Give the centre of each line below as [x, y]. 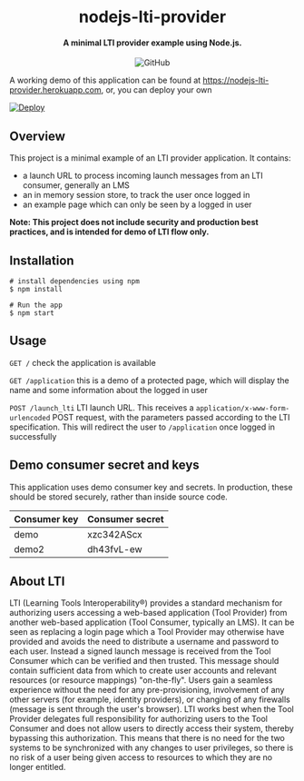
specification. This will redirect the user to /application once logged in [142, 427]
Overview [38, 136]
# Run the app [36, 305]
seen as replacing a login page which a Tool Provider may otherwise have [147, 632]
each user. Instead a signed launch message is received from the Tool [140, 651]
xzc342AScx [115, 534]
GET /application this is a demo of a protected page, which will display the [149, 380]
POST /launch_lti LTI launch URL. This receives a [102, 407]
